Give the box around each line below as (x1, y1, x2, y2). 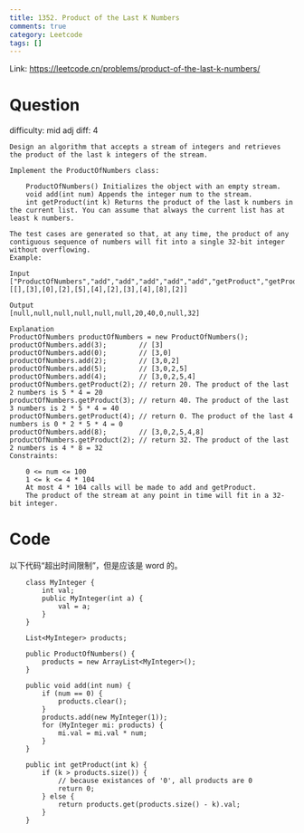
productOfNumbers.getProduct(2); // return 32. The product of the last (9, 436, 290, 445)
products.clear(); (57, 697, 128, 706)
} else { (42, 792, 75, 801)
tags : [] (9, 38, 43, 48)
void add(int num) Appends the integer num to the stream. (25, 190, 253, 199)
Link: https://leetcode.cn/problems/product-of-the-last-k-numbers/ (9, 63, 261, 74)
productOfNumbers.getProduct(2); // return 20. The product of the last (9, 380, 290, 389)
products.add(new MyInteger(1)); (42, 713, 168, 723)
